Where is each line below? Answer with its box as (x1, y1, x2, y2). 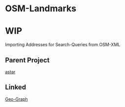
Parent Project (5, 56, 50, 64)
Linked (5, 83, 26, 91)
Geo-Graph (5, 96, 28, 102)
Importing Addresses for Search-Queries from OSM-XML (5, 42, 121, 48)
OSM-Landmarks (5, 3, 76, 14)
